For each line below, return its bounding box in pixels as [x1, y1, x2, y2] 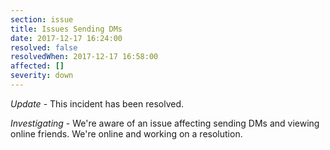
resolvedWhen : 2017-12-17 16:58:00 [10, 52, 159, 62]
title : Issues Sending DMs [10, 24, 123, 34]
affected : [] [10, 61, 65, 71]
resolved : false [10, 42, 78, 53]
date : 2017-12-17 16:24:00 [10, 33, 123, 43]
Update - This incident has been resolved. [10, 97, 184, 110]
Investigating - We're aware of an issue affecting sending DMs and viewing [10, 117, 320, 129]
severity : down [10, 71, 74, 81]
